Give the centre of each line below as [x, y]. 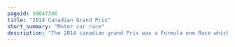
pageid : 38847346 [33, 13]
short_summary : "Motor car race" [56, 26]
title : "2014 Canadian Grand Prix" [59, 20]
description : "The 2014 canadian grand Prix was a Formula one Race [109, 33]
